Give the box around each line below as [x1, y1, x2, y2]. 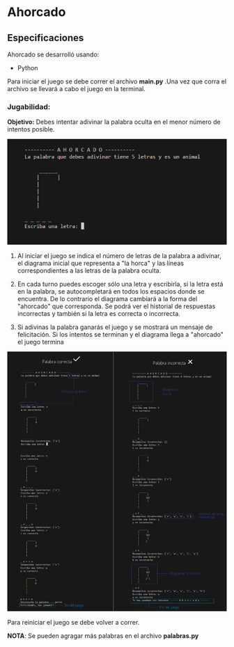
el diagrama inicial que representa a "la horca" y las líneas [17, 259, 185, 267]
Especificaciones [7, 32, 84, 44]
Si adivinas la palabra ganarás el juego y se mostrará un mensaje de [17, 323, 213, 331]
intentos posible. [7, 125, 55, 134]
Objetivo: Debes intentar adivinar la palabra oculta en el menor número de [7, 118, 221, 126]
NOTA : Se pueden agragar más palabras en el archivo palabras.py [7, 631, 199, 640]
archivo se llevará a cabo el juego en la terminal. [7, 85, 146, 93]
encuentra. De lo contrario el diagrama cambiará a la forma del [17, 294, 198, 303]
